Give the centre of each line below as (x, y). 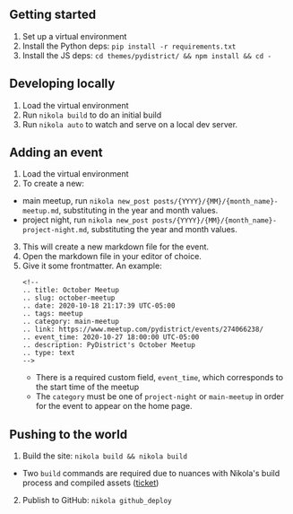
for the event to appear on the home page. (114, 406)
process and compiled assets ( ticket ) (90, 483)
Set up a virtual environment (74, 36)
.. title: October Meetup (70, 291)
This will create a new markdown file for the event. (115, 247)
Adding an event (56, 153)
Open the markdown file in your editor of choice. (112, 257)
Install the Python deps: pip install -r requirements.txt (129, 46)
